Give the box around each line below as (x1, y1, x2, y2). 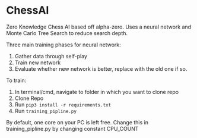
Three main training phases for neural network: (6, 41, 122, 48)
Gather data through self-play (14, 52, 88, 59)
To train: (6, 77, 27, 84)
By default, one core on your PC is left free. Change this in (6, 118, 148, 126)
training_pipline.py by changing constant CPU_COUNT (6, 125, 139, 132)
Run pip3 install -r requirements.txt (14, 101, 112, 108)
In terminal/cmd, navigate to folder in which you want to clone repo (14, 88, 179, 95)
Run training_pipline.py (14, 107, 77, 114)
